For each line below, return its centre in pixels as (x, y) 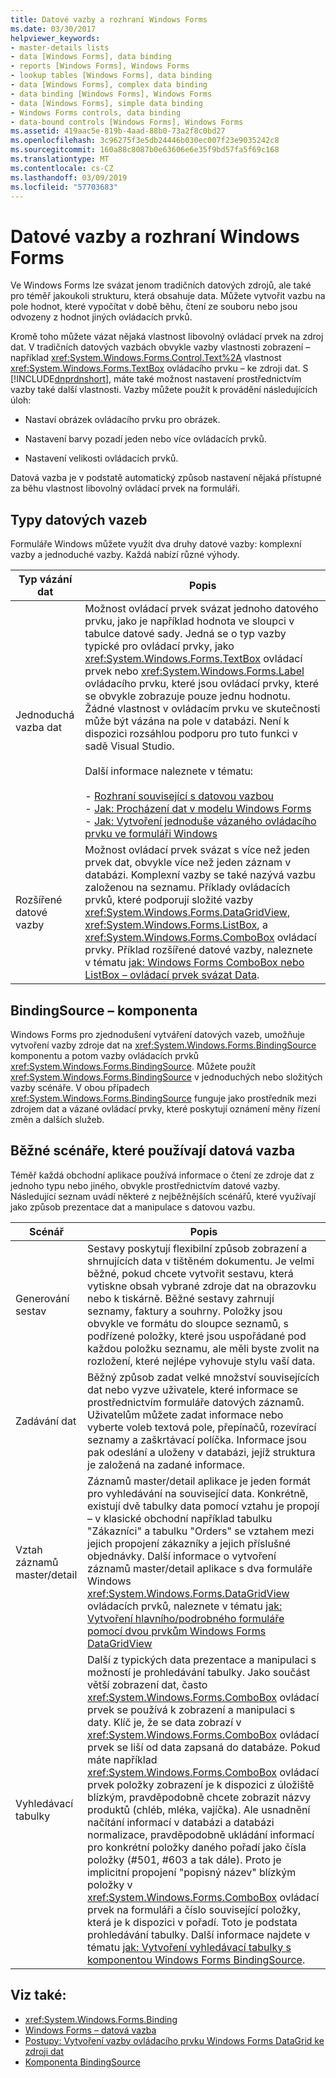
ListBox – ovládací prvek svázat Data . (172, 975)
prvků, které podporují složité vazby (169, 900)
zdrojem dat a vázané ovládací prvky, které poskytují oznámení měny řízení (165, 1108)
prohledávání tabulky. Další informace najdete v (199, 1934)
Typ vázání (45, 579)
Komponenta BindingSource (82, 2062)
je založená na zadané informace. (166, 1464)
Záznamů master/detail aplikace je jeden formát (199, 1481)
